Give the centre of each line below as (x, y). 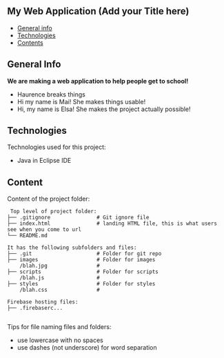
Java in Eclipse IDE (44, 161)
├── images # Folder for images (81, 260)
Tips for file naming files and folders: (59, 327)
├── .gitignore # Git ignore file (78, 218)
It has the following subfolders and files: (72, 248)
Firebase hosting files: (43, 302)
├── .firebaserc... (35, 308)
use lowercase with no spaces (60, 340)
